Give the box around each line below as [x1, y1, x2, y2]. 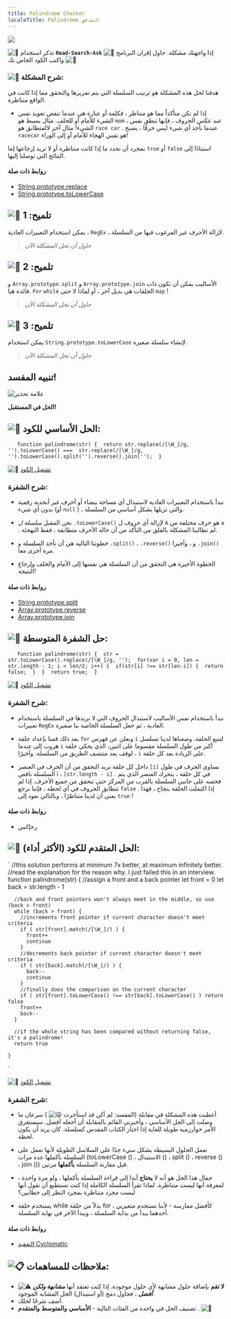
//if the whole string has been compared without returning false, [14, 1028, 212, 1035]
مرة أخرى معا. [17, 546, 55, 555]
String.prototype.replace [17, 183, 88, 190]
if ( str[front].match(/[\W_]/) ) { [20, 926, 126, 933]
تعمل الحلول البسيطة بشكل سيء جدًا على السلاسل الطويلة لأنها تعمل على [17, 1145, 208, 1153]
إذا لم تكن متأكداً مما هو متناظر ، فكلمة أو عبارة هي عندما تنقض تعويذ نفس [17, 109, 207, 117]
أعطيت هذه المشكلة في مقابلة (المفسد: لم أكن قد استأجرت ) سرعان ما [17, 1110, 217, 1118]
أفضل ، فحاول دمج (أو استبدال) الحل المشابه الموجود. [17, 1289, 155, 1298]
